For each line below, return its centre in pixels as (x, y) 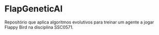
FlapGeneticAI (34, 9)
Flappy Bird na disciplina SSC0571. (39, 27)
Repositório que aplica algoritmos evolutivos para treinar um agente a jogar (79, 22)
